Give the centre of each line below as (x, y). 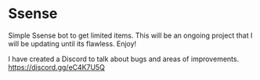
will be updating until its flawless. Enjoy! (72, 43)
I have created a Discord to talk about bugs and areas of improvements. (124, 59)
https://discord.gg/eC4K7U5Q (57, 67)
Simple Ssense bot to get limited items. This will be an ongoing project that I (130, 35)
